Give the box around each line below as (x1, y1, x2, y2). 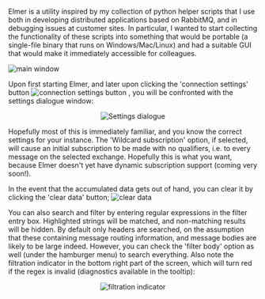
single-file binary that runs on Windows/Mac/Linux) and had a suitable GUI (8, 40, 252, 50)
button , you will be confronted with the (8, 88, 233, 97)
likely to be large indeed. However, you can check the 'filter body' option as (8, 241, 255, 251)
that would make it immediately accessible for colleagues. (8, 49, 197, 58)
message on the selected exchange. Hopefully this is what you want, (8, 152, 233, 161)
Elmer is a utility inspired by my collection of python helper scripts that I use (8, 7, 256, 16)
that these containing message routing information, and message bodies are (8, 233, 257, 242)
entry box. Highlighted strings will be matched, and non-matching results (8, 217, 247, 225)
